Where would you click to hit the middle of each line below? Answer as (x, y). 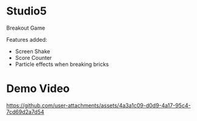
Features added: (27, 39)
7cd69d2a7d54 (25, 112)
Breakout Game (26, 28)
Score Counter (33, 57)
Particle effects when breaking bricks (62, 64)
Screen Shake (33, 51)
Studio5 (26, 11)
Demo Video (38, 89)
